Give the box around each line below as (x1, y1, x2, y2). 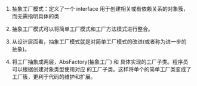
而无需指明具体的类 (11, 13, 60, 20)
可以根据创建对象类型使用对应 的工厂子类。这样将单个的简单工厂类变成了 (11, 66, 192, 73)
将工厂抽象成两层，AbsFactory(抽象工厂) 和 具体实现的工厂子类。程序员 (11, 59, 189, 65)
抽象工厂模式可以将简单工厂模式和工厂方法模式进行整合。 (11, 26, 153, 32)
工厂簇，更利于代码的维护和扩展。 (11, 73, 96, 80)
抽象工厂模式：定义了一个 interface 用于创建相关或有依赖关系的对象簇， (11, 5, 189, 12)
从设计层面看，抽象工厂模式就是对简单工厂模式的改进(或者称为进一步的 (11, 38, 187, 45)
